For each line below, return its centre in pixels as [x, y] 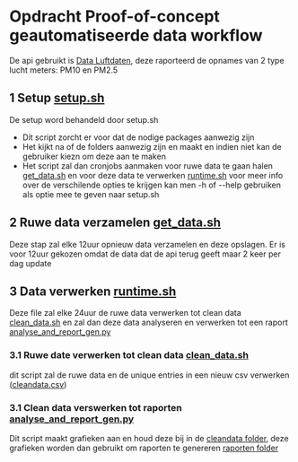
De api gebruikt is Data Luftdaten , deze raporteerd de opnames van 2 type [147, 60]
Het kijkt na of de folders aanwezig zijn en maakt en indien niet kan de [152, 146]
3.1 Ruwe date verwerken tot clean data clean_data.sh [129, 355]
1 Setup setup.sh [57, 98]
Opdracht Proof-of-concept [114, 17]
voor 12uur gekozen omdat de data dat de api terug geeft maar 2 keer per [145, 254]
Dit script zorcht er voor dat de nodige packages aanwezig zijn [138, 137]
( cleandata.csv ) [38, 384]
